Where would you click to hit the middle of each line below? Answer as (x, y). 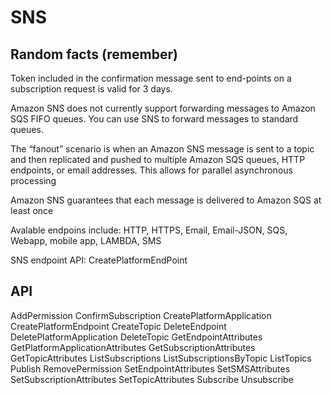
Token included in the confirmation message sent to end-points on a (151, 78)
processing (33, 180)
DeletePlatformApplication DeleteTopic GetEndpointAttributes (136, 337)
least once (32, 210)
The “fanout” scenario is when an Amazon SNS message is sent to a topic (162, 149)
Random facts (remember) (94, 54)
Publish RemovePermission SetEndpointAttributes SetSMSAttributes (150, 368)
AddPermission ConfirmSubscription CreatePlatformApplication (141, 315)
